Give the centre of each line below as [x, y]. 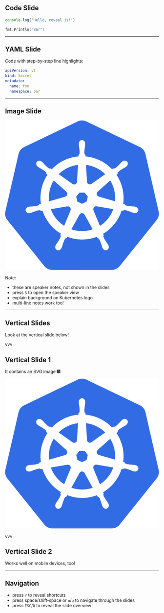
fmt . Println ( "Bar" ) [25, 29]
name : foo [19, 86]
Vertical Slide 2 [29, 552]
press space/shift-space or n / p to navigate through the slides [73, 600]
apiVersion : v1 [20, 71]
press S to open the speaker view [45, 293]
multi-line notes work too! [38, 303]
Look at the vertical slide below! [37, 335]
